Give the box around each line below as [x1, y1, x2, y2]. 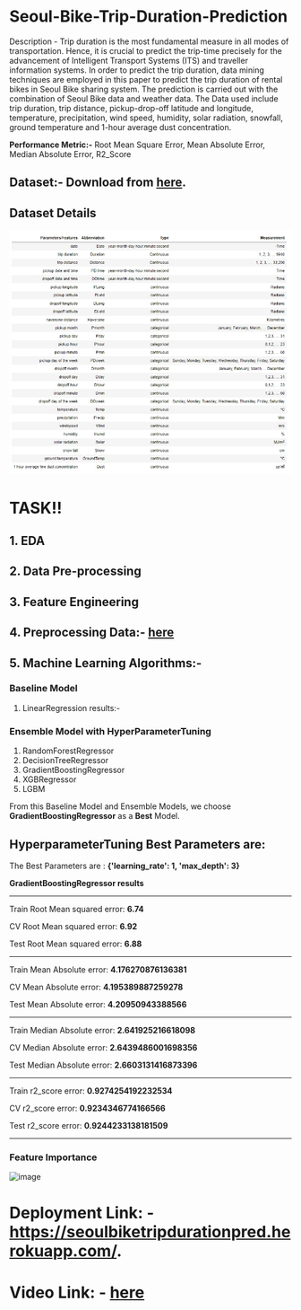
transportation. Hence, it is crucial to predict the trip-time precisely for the [9, 45, 282, 56]
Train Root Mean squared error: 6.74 [9, 903, 145, 914]
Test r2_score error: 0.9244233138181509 [9, 1120, 168, 1130]
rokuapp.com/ [9, 1241, 117, 1262]
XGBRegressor [21, 774, 77, 785]
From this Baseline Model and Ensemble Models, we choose [9, 801, 231, 812]
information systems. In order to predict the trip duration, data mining [9, 65, 264, 75]
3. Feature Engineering [9, 594, 139, 610]
